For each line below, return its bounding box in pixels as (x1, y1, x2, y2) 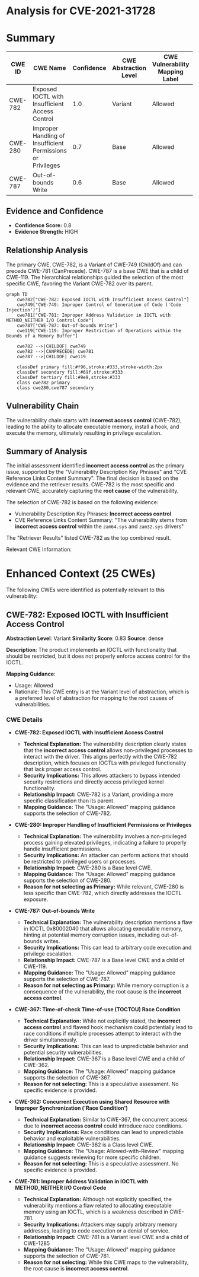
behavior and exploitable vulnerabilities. (23, 1135, 121, 1142)
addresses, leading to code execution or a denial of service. (23, 1227, 170, 1234)
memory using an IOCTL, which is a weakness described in (23, 1208, 169, 1215)
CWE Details (6, 716, 43, 724)
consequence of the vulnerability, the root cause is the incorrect (23, 988, 182, 995)
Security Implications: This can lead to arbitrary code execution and (23, 944, 192, 951)
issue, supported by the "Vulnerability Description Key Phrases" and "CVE (6, 469, 187, 476)
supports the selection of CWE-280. (23, 877, 112, 884)
